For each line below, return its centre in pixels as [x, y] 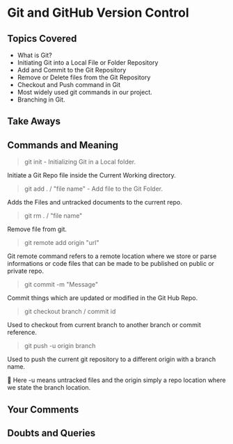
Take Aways [34, 121]
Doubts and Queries [51, 433]
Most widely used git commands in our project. [85, 92]
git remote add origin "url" [62, 243]
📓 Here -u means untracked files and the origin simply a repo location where [116, 380]
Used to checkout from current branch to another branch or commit [104, 325]
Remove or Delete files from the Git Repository [84, 77]
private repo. [25, 271]
